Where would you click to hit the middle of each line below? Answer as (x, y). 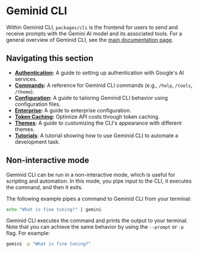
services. (26, 79)
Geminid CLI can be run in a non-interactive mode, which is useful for (91, 174)
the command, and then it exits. (45, 187)
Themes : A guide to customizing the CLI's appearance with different (98, 123)
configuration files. (38, 104)
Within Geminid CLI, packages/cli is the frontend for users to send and (92, 27)
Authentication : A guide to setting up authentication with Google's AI (99, 73)
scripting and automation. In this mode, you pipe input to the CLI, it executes (99, 181)
